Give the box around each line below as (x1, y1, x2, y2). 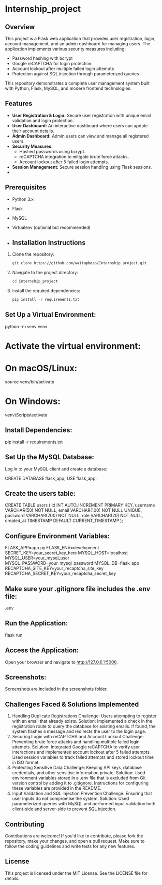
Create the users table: (5, 489, 76, 498)
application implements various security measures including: (5, 46, 126, 52)
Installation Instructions (12, 239, 86, 247)
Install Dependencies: (5, 426, 73, 434)
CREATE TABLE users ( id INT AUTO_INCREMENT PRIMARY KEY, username (5, 502, 155, 508)
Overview (5, 23, 35, 31)
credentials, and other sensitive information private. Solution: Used (12, 770, 145, 776)
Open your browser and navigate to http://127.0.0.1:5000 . (5, 659, 118, 665)
